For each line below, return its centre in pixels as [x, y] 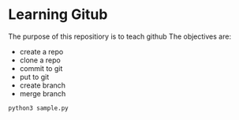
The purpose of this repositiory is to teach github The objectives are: [119, 36]
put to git [34, 77]
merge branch [43, 93]
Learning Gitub [58, 15]
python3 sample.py [38, 108]
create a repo [41, 51]
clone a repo [40, 60]
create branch [42, 85]
